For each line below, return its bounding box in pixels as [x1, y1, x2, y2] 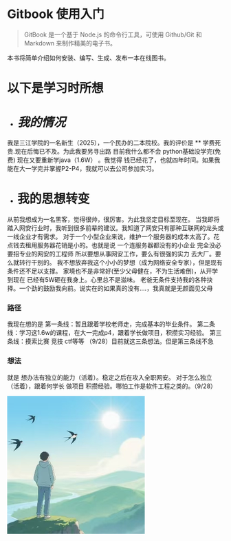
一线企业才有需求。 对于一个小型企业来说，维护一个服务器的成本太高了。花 [7, 232, 220, 241]
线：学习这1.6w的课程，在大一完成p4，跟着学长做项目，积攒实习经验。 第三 [7, 329, 222, 337]
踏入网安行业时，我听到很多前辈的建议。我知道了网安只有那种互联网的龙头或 [7, 224, 224, 232]
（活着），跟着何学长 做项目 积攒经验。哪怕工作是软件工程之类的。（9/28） [7, 382, 217, 390]
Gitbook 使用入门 [7, 6, 104, 22]
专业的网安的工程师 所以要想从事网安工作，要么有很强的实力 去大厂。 [19, 249, 215, 258]
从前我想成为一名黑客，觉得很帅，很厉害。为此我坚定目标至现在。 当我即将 [7, 215, 220, 223]
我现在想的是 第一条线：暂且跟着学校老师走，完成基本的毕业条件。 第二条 [7, 320, 215, 328]
